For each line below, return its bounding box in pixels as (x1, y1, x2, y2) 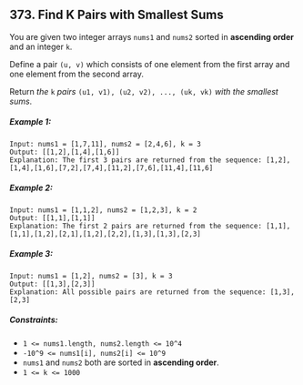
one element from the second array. (9, 68, 144, 79)
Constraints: (9, 314, 58, 326)
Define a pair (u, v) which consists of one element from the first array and (9, 58, 290, 69)
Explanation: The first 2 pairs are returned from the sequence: (9, 221, 262, 230)
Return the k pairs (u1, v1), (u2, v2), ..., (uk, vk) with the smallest (9, 86, 279, 96)
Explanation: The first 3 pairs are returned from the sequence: (9, 155, 262, 165)
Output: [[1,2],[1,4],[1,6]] (9, 147, 120, 157)
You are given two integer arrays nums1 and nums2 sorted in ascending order (9, 31, 294, 42)
